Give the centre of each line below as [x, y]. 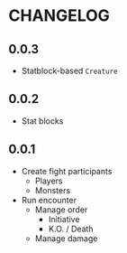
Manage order [61, 210]
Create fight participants [67, 171]
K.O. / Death [71, 229]
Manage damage [66, 238]
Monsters [53, 190]
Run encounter [49, 200]
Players [49, 181]
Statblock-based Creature [69, 70]
